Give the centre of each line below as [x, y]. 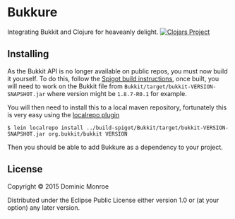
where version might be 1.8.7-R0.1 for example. [117, 93]
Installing [28, 54]
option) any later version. [43, 207]
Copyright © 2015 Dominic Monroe [58, 186]
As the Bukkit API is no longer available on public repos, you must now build [117, 71]
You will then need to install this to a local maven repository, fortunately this [117, 107]
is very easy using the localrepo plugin [64, 114]
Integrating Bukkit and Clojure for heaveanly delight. [83, 32]
